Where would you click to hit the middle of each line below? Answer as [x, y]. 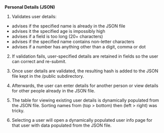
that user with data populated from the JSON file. [62, 125]
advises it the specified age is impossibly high [58, 31]
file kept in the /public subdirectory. [48, 76]
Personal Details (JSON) [30, 7]
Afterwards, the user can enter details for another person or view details [85, 86]
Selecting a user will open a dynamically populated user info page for [82, 120]
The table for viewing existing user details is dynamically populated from [85, 100]
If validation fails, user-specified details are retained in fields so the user [85, 56]
